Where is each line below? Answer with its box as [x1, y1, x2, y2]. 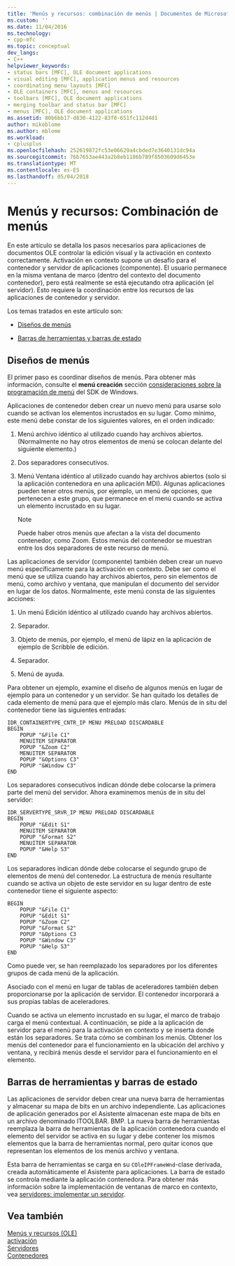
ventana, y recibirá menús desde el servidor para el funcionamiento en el [7, 1048, 218, 1057]
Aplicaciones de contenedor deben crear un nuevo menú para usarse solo [7, 401, 222, 410]
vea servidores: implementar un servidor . [7, 1190, 126, 1199]
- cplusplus [7, 141, 42, 148]
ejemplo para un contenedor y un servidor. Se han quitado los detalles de [7, 691, 219, 699]
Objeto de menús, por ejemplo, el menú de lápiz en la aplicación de [17, 635, 212, 644]
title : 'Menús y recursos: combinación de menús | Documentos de [7, 10, 201, 18]
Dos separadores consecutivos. [17, 458, 110, 467]
